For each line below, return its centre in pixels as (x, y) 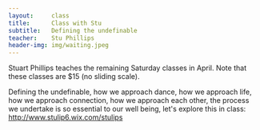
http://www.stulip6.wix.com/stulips (66, 117)
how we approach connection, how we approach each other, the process (129, 100)
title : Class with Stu (55, 23)
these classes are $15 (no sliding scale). (74, 77)
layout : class (39, 16)
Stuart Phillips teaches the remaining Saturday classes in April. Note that (127, 68)
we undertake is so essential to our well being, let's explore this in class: (127, 109)
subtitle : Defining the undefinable (73, 30)
